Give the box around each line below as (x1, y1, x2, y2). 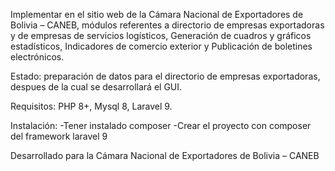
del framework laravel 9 (10, 130, 108, 142)
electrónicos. (10, 51, 65, 63)
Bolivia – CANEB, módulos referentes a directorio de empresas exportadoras (10, 19, 325, 31)
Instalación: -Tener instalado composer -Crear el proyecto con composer (10, 120, 312, 131)
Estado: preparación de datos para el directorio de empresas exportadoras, (10, 70, 321, 82)
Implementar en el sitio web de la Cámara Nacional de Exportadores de (10, 9, 304, 20)
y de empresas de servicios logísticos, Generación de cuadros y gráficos (10, 30, 312, 41)
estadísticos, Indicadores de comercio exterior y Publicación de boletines (10, 40, 313, 52)
